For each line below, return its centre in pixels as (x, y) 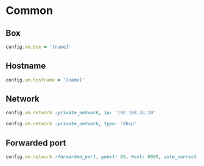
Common (29, 11)
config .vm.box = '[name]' (38, 47)
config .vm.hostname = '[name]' (45, 80)
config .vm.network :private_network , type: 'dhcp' (71, 124)
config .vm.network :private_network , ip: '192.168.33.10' (81, 113)
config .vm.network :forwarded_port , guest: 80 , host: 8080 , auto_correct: (103, 157)
